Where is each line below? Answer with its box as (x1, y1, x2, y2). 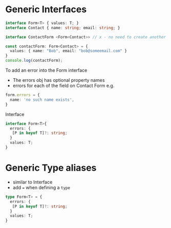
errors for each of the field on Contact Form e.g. (12, 83, 115, 89)
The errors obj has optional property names (12, 77, 105, 83)
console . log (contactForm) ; (5, 58, 63, 63)
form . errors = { (5, 93, 40, 98)
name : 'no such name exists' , (10, 97, 74, 102)
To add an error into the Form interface (5, 67, 88, 74)
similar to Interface (12, 179, 53, 185)
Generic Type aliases (5, 162, 97, 174)
